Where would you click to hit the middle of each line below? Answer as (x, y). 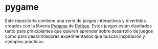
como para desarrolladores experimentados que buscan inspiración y (75, 36)
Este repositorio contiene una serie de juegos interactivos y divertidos (76, 21)
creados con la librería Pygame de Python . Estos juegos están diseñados (79, 25)
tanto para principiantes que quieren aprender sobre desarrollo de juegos (79, 31)
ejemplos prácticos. (25, 41)
